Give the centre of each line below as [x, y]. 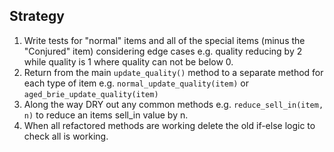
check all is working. [66, 136]
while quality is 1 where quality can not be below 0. [128, 61]
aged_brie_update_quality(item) [91, 94]
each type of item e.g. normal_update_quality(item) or [136, 83]
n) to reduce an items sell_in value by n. [106, 115]
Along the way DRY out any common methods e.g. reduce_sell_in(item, [173, 104]
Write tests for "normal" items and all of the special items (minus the [164, 40]
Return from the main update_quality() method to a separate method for [173, 72]
